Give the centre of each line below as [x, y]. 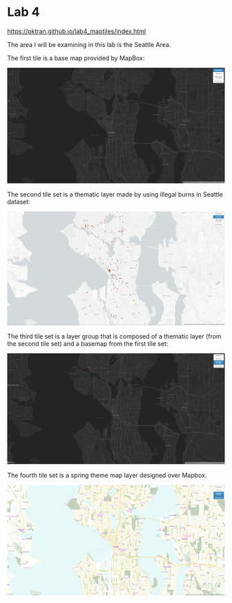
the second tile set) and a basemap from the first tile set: [88, 344]
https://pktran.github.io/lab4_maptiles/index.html [77, 31]
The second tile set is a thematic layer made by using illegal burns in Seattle [115, 195]
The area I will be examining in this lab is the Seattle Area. [89, 44]
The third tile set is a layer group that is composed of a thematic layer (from [115, 336]
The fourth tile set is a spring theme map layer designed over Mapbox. [107, 476]
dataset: [19, 202]
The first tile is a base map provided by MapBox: [76, 58]
